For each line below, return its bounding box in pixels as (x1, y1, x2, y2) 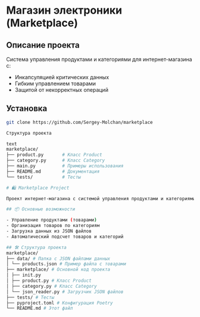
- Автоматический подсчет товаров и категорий (6, 234, 124, 240)
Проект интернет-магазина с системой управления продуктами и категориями (6, 195, 196, 201)
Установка (6, 104, 48, 114)
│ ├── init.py (6, 272, 42, 278)
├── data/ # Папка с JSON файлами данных (6, 256, 111, 262)
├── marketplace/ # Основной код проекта (6, 266, 111, 273)
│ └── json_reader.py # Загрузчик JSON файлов (6, 288, 124, 295)
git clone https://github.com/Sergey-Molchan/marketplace (6, 119, 153, 125)
